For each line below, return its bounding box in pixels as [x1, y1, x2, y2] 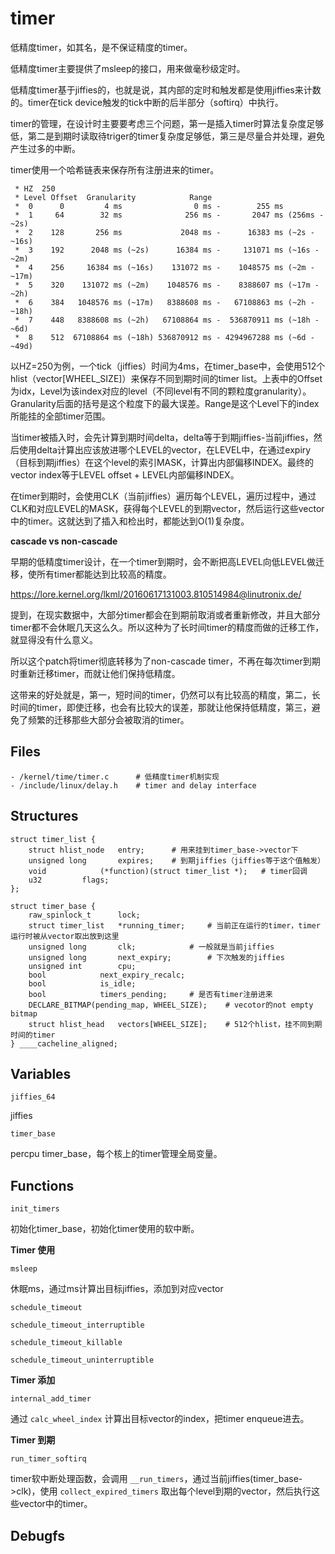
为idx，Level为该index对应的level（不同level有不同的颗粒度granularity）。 [10, 385, 312, 397]
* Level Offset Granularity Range [14, 192, 213, 202]
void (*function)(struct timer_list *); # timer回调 [28, 866, 308, 876]
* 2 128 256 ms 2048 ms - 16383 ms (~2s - [14, 227, 315, 237]
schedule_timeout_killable [10, 1338, 123, 1348]
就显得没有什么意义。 [10, 633, 98, 646]
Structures [10, 808, 79, 825]
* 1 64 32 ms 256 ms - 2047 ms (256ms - [14, 210, 325, 220]
